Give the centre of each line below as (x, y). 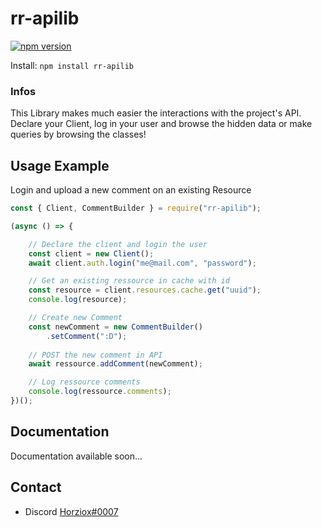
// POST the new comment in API (95, 355)
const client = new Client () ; (91, 253)
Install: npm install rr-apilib (72, 65)
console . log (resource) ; (78, 300)
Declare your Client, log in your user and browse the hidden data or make (161, 124)
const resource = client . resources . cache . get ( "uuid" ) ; (145, 290)
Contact (36, 487)
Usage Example (60, 165)
